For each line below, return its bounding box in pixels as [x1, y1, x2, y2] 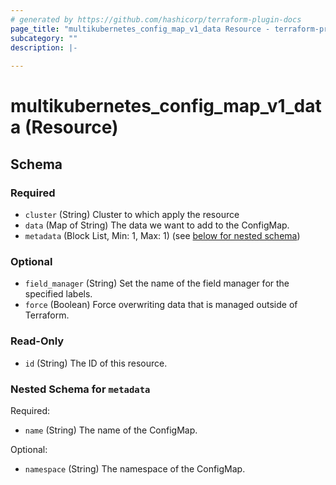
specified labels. [24, 288, 93, 300]
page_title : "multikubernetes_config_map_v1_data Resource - [10, 24, 271, 34]
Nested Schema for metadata [10, 382, 151, 396]
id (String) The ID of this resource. [24, 357, 168, 369]
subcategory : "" [10, 33, 78, 43]
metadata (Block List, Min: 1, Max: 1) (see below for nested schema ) [24, 230, 301, 241]
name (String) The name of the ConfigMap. [24, 424, 198, 436]
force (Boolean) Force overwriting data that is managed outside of [24, 299, 298, 311]
